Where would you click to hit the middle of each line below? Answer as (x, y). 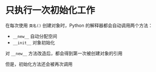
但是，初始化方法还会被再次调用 (39, 64)
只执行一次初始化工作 (50, 10)
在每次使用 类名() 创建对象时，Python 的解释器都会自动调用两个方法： (79, 25)
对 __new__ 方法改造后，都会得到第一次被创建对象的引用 (64, 53)
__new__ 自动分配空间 (35, 36)
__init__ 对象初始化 (34, 42)
